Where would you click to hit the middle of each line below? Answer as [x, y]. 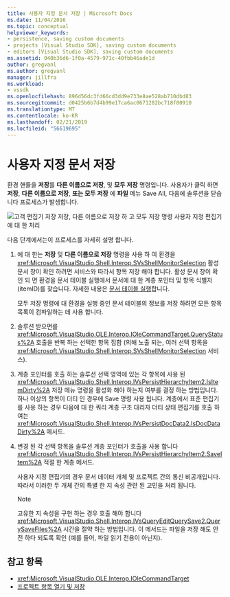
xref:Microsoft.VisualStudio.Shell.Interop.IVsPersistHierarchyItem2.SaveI [119, 454]
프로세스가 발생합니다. [49, 202]
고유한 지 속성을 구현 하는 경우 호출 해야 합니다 [79, 513]
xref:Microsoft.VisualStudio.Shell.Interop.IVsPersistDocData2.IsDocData [119, 424]
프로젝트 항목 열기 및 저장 [51, 587]
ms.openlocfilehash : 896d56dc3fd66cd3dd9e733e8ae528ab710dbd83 [100, 97]
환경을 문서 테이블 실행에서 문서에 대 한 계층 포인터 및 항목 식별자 [126, 280]
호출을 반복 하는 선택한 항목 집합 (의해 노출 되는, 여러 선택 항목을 [122, 342]
